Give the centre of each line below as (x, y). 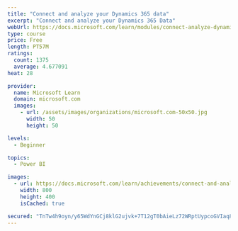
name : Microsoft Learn (47, 93)
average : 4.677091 (41, 67)
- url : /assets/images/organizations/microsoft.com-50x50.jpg (114, 113)
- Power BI (30, 164)
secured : (20, 216)
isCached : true (42, 203)
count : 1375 (32, 60)
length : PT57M (28, 47)
